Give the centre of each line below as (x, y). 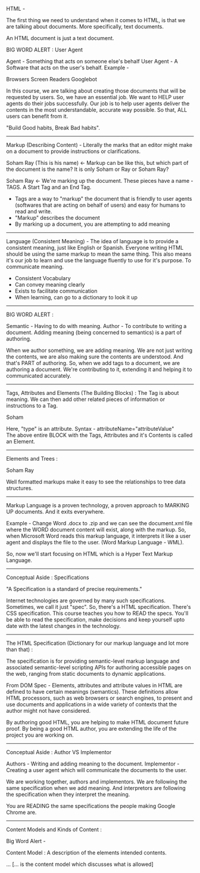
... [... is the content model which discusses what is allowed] (80, 864)
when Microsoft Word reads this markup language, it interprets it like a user (99, 536)
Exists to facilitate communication (56, 291)
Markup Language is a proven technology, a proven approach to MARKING (98, 505)
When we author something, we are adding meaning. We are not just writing (99, 350)
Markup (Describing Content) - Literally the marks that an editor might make (99, 145)
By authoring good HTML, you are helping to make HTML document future (97, 722)
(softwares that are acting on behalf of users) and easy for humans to (100, 205)
